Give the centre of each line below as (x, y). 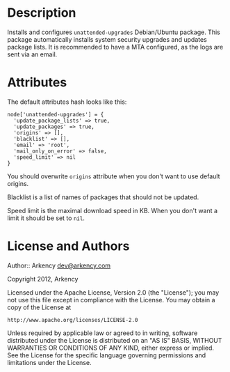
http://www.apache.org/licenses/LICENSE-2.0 (73, 320)
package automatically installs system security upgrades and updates (107, 39)
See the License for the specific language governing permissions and (107, 355)
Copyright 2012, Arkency (43, 279)
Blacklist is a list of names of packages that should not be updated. (103, 197)
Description (42, 13)
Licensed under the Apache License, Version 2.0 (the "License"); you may (113, 292)
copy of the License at (39, 307)
